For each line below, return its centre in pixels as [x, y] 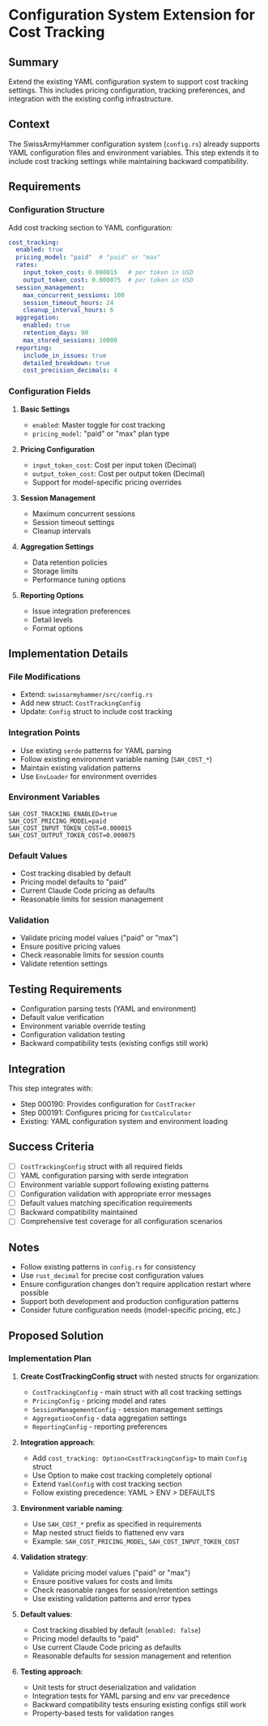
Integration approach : [57, 1442]
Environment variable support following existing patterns [114, 1184]
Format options [57, 628]
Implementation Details [68, 654]
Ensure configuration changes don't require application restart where [135, 1285]
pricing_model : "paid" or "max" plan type [101, 433]
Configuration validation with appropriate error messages [116, 1194]
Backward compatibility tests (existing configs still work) [114, 1044]
